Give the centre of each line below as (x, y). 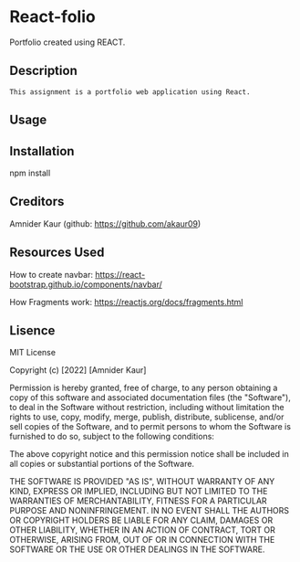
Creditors (37, 201)
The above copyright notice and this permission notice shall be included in (149, 454)
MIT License (33, 353)
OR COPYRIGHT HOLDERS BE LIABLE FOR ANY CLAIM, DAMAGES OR (141, 520)
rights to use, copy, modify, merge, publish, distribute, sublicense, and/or (147, 417)
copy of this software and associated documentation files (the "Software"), (150, 398)
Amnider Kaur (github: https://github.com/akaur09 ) (105, 223)
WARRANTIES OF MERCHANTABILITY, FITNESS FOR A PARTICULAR (138, 501)
